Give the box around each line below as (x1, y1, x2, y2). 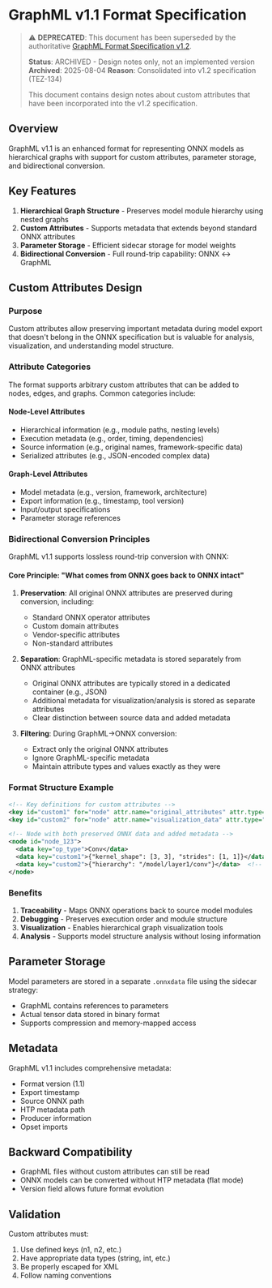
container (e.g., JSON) (32, 687, 108, 697)
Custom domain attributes (32, 621, 119, 631)
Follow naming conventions (19, 1271, 112, 1281)
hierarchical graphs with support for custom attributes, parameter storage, (8, 152, 257, 161)
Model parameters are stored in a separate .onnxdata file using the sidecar (8, 976, 257, 986)
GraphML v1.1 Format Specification (8, 6, 247, 24)
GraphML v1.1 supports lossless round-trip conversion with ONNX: (8, 552, 229, 561)
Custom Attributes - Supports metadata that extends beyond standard (19, 223, 257, 233)
